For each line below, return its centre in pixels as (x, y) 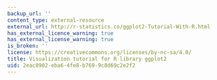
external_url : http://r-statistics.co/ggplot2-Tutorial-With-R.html (109, 26)
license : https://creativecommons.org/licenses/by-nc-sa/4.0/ (99, 53)
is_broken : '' (28, 46)
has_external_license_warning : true (60, 40)
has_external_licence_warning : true (60, 33)
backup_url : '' (29, 14)
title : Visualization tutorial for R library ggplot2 (87, 59)
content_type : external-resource (56, 20)
